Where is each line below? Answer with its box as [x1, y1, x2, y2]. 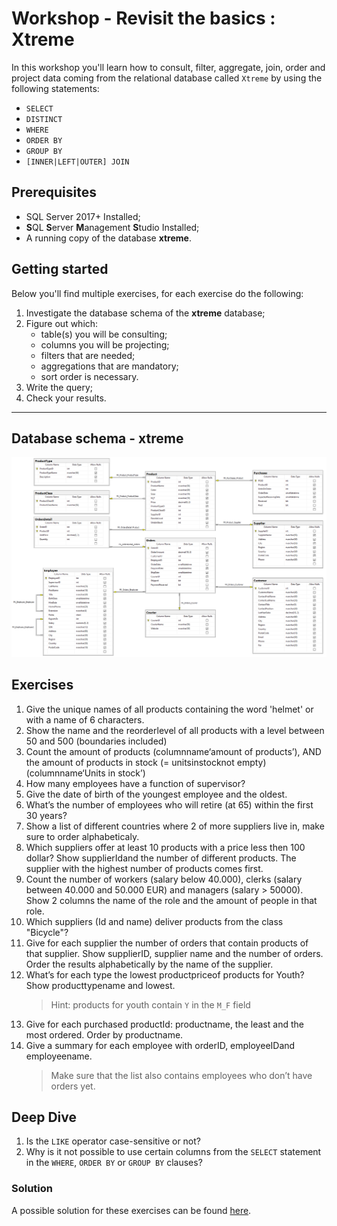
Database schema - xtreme [11, 430, 184, 447]
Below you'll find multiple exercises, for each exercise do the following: [11, 287, 304, 299]
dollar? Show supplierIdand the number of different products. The [25, 852, 297, 864]
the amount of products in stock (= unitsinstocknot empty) [25, 756, 267, 768]
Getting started [11, 261, 109, 278]
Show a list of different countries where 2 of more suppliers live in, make [25, 820, 325, 832]
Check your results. [25, 392, 107, 404]
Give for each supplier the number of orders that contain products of [25, 937, 309, 949]
